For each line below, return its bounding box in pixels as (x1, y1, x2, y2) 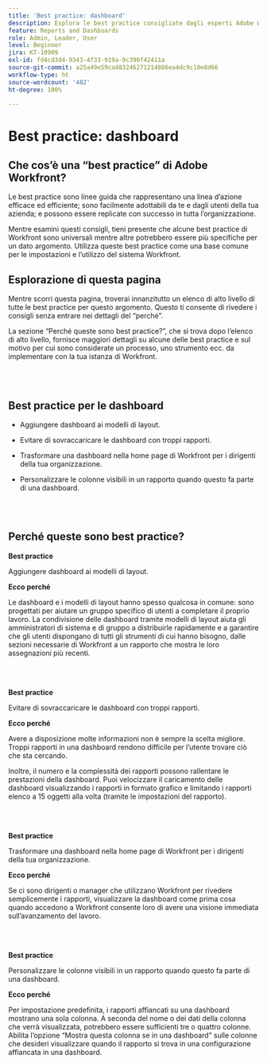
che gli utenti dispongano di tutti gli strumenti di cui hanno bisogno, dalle (8, 631, 246, 641)
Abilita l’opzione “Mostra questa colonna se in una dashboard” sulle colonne (8, 1030, 257, 1040)
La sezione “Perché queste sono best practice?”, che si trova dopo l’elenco (8, 326, 253, 336)
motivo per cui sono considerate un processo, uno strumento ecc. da (8, 343, 234, 353)
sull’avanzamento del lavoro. (8, 911, 102, 920)
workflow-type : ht (8, 71, 69, 79)
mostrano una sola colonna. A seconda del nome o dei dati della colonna (8, 1013, 246, 1023)
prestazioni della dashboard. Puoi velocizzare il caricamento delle (8, 774, 223, 784)
